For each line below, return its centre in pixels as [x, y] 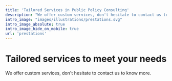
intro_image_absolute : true [35, 24]
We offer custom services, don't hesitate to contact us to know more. [78, 73]
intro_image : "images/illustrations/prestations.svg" [64, 19]
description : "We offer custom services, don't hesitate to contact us [83, 15]
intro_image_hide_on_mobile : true [42, 29]
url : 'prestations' [26, 34]
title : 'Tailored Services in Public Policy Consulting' [67, 10]
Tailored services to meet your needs [86, 59]
